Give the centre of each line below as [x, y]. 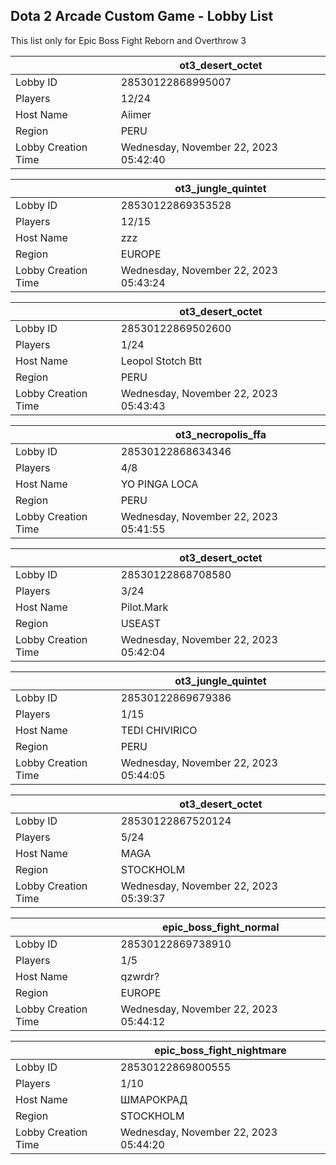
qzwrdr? [140, 976]
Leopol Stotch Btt [161, 361]
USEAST [141, 623]
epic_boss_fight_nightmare [220, 1050]
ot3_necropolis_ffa [220, 434]
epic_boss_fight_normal [221, 927]
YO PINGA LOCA [159, 484]
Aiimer [136, 114]
